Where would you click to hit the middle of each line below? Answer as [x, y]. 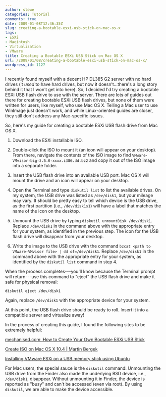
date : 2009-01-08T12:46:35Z [34, 24]
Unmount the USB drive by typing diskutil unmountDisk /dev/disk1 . [82, 221]
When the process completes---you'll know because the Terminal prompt [80, 272]
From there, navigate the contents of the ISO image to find [72, 155]
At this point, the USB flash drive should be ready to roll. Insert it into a [77, 310]
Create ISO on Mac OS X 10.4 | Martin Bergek [52, 349]
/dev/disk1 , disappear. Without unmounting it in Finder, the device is [75, 379]
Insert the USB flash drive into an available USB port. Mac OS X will [81, 175]
